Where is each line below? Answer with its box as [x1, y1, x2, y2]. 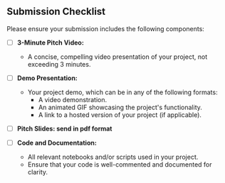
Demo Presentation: [16, 74, 78, 82]
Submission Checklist [6, 6, 106, 18]
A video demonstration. [38, 95, 108, 104]
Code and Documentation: [16, 138, 97, 147]
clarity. [27, 168, 48, 177]
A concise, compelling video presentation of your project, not [27, 52, 208, 61]
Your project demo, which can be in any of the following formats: [27, 88, 218, 96]
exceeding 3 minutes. [27, 60, 91, 68]
